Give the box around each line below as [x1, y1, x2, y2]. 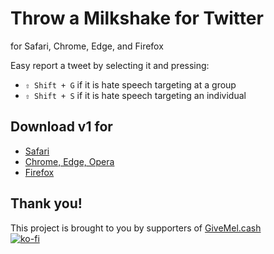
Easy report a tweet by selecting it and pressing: [10, 59, 210, 71]
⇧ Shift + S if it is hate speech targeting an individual [24, 89, 247, 101]
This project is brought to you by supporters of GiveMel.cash [10, 222, 262, 234]
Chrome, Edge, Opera [24, 155, 115, 167]
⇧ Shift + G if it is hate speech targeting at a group [24, 78, 237, 91]
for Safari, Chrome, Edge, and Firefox [10, 40, 164, 52]
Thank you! [10, 195, 83, 212]
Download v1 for [10, 118, 113, 136]
